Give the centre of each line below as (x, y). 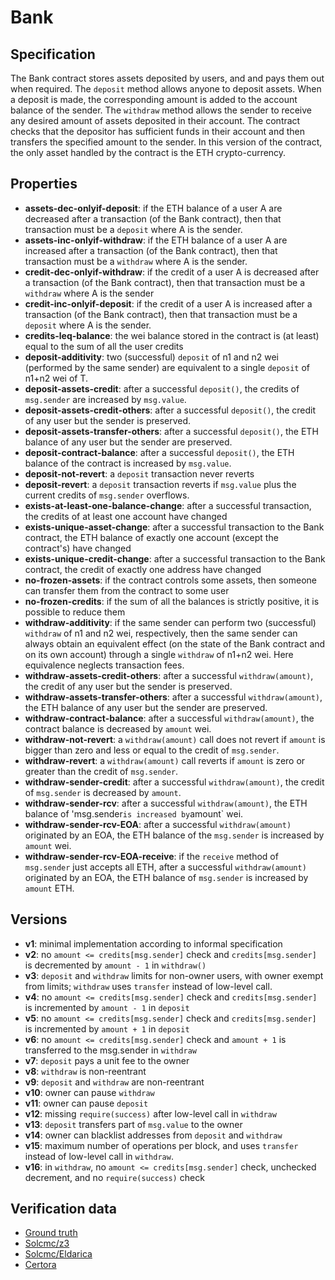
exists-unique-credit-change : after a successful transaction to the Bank (175, 558)
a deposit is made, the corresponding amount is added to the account (154, 99)
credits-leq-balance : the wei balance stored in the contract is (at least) (172, 335)
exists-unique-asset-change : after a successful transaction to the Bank (174, 527)
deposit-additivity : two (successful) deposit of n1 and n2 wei (151, 357)
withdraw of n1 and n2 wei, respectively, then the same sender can (161, 633)
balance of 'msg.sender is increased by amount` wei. (134, 813)
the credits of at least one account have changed (126, 516)
